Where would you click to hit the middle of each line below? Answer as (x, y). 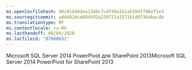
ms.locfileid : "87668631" (38, 39)
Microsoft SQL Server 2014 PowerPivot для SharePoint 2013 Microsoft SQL (96, 56)
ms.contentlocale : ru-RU (36, 28)
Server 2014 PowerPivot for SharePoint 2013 (60, 62)
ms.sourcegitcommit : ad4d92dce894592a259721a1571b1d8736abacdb (85, 17)
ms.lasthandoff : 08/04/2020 (41, 34)
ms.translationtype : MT (35, 22)
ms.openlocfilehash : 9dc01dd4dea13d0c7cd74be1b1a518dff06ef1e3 (85, 11)
